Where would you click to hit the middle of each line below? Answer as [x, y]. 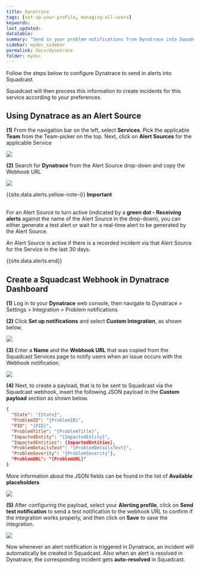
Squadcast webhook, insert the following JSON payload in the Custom [93, 392]
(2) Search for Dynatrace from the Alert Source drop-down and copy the [96, 166]
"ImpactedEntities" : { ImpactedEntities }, [64, 442]
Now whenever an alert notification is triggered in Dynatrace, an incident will [100, 546]
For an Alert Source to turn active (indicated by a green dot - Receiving [94, 213]
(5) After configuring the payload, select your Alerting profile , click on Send [100, 505]
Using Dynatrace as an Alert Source [74, 116]
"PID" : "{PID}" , [32, 426]
